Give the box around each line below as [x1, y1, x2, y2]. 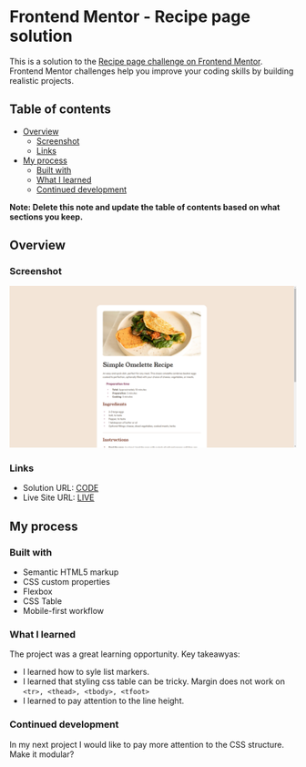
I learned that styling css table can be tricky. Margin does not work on [22, 676, 285, 687]
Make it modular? [9, 749, 75, 760]
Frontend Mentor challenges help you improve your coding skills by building [9, 66, 294, 77]
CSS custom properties [22, 576, 111, 587]
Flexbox [22, 586, 53, 597]
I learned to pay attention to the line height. [22, 695, 185, 707]
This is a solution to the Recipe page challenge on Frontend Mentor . [9, 56, 263, 66]
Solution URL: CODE [22, 483, 99, 494]
